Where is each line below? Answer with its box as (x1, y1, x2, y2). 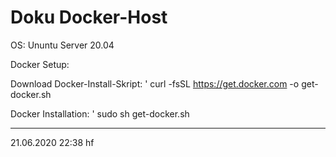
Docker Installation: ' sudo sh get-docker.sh (10, 107, 190, 120)
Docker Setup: (10, 58, 70, 70)
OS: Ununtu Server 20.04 (10, 39, 115, 51)
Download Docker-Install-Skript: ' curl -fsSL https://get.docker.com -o (10, 77, 300, 90)
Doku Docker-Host (10, 6, 168, 29)
